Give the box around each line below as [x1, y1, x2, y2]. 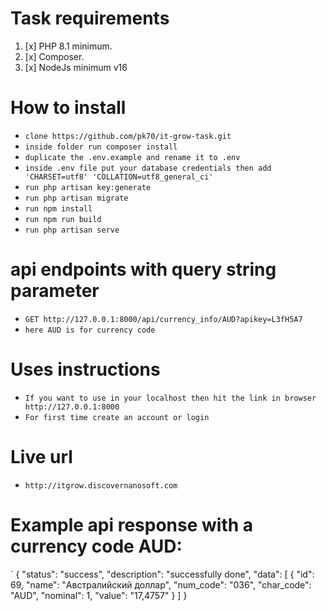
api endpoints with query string [10, 258, 277, 281]
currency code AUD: [10, 535, 183, 557]
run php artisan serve [24, 225, 120, 235]
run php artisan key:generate [24, 182, 152, 192]
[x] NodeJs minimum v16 [24, 61, 128, 73]
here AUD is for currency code [24, 325, 156, 335]
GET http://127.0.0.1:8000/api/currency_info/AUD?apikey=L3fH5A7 [24, 314, 303, 324]
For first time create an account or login [24, 412, 210, 422]
